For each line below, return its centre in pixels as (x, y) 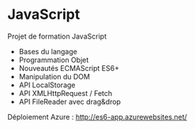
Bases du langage (48, 51)
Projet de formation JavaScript (57, 36)
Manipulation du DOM (54, 76)
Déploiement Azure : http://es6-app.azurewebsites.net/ (97, 116)
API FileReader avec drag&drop (70, 101)
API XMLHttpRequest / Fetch (66, 93)
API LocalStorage (47, 85)
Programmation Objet (54, 60)
